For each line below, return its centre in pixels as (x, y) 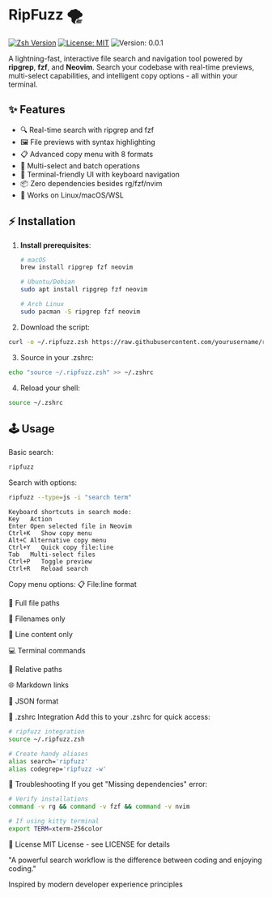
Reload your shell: (50, 388)
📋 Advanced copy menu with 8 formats (87, 154)
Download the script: (55, 327)
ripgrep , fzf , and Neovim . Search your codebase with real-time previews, (132, 67)
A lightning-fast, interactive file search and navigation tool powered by (125, 58)
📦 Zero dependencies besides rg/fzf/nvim (91, 183)
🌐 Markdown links (39, 685)
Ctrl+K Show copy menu (50, 534)
